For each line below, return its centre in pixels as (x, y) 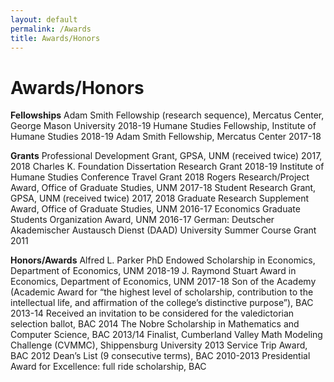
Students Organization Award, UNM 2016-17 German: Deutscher (142, 220)
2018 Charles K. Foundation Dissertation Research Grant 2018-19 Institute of (167, 167)
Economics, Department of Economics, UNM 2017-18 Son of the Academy (163, 282)
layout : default (44, 19)
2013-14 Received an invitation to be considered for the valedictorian (152, 313)
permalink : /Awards (51, 29)
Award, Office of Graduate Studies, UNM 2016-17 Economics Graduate (155, 209)
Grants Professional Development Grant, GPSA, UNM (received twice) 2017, (166, 156)
